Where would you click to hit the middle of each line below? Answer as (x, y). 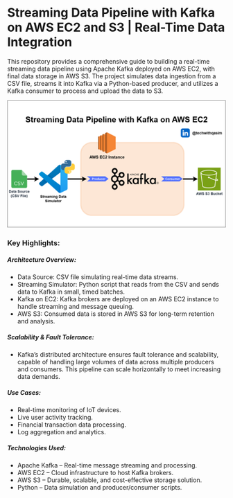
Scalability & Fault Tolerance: (51, 337)
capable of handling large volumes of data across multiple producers (116, 362)
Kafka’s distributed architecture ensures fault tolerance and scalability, (118, 355)
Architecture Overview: (42, 259)
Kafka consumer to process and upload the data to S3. (85, 91)
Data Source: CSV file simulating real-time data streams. (98, 277)
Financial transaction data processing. (72, 425)
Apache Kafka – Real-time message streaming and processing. (107, 465)
